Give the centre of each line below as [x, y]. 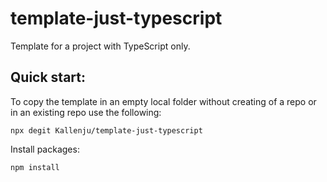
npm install [35, 167]
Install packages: [45, 149]
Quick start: [48, 77]
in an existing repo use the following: [86, 112]
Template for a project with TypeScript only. [100, 46]
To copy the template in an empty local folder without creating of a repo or [163, 101]
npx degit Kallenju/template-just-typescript [106, 130]
